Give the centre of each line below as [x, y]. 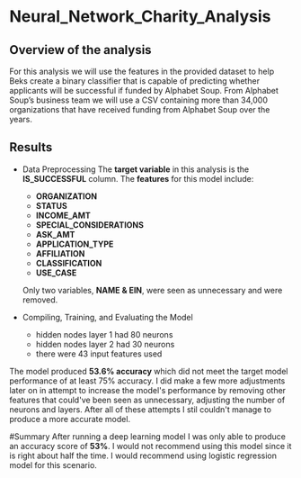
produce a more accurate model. [70, 419]
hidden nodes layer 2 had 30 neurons [105, 344]
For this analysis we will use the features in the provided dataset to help [142, 71]
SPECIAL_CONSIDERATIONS [89, 225]
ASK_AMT [55, 234]
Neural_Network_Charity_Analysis [140, 17]
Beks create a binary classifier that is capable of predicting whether [135, 81]
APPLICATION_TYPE [75, 244]
